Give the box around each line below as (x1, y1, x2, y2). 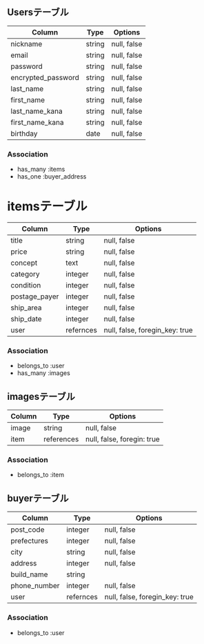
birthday (10, 128, 38, 138)
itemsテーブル (7, 199, 88, 214)
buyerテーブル (7, 492, 69, 504)
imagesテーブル (7, 390, 76, 402)
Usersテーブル (7, 6, 69, 19)
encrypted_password (10, 72, 79, 82)
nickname (10, 39, 43, 48)
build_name (10, 570, 48, 579)
